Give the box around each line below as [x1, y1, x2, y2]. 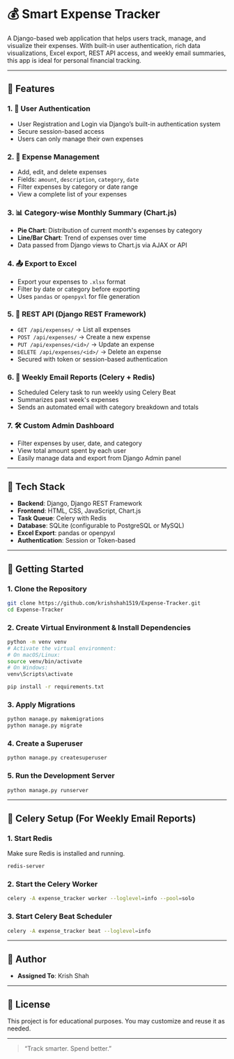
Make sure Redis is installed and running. [7, 849, 125, 858]
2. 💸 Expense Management [7, 152, 100, 162]
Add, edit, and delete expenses [17, 167, 107, 176]
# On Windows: [7, 664, 49, 672]
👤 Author [7, 953, 47, 965]
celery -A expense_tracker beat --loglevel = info [7, 927, 151, 934]
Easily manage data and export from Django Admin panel [17, 454, 181, 463]
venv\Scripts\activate [7, 671, 73, 678]
